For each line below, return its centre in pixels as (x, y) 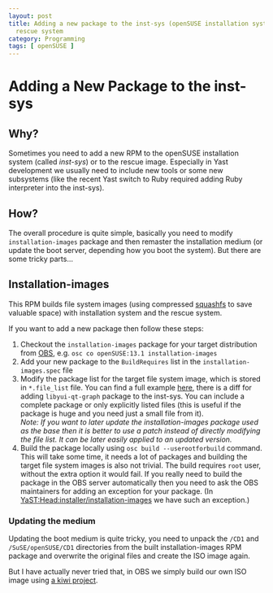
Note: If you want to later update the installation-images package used (139, 422)
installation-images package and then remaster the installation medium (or (136, 242)
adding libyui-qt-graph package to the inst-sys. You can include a (132, 396)
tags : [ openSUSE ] (41, 46)
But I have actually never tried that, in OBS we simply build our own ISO (128, 572)
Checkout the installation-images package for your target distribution (139, 344)
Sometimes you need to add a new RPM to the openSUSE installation (124, 153)
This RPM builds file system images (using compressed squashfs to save (130, 304)
